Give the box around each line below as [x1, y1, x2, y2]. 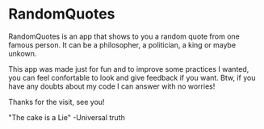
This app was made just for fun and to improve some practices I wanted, [8, 64, 249, 73]
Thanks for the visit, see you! [8, 97, 105, 106]
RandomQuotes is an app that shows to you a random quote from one [8, 31, 240, 41]
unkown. [8, 48, 37, 58]
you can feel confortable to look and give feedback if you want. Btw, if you [8, 73, 256, 82]
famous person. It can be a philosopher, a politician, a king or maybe [8, 40, 237, 49]
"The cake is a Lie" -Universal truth [8, 112, 125, 122]
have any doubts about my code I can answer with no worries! [8, 81, 216, 91]
